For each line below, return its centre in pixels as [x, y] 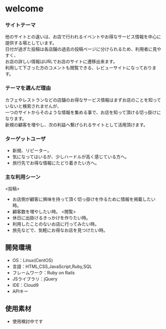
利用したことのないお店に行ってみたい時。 [55, 224]
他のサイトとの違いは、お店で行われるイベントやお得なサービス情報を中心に [83, 37]
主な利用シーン [23, 177]
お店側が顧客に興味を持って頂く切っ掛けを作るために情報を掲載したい [84, 199]
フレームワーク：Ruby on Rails [44, 273]
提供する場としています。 [31, 43]
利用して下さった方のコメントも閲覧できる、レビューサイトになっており [79, 68]
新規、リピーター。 [32, 151]
